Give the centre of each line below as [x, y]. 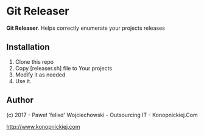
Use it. [23, 81]
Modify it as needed [40, 75]
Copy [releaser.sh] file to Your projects [64, 68]
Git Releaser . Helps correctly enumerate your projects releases [86, 28]
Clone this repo [34, 61]
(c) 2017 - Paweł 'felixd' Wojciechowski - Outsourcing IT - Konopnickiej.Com [102, 115]
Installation [28, 47]
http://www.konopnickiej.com [43, 126]
